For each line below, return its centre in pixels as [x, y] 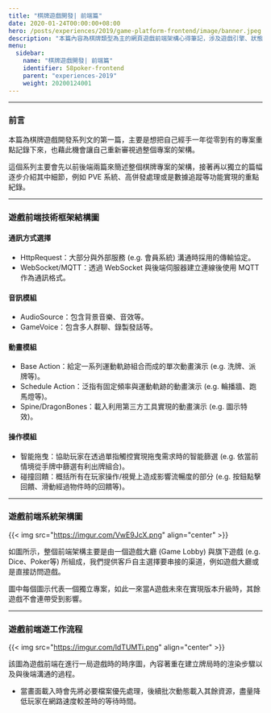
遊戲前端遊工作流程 [46, 629]
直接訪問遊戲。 [40, 571]
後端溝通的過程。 [50, 674]
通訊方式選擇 [29, 238]
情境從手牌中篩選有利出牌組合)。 [74, 466]
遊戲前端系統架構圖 [46, 516]
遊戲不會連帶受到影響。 [47, 599]
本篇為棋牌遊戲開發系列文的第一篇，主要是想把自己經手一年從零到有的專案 [132, 139]
